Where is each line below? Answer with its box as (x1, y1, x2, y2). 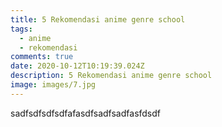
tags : (10, 24, 33, 34)
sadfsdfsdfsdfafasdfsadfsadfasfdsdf (10, 107, 162, 119)
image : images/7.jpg (10, 80, 97, 90)
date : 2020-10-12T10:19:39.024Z (10, 61, 145, 71)
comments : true (10, 52, 74, 62)
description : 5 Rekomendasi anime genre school (10, 71, 213, 81)
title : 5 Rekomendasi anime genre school (10, 14, 186, 25)
